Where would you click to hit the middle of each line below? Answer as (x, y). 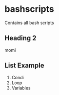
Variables (21, 88)
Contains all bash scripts (29, 23)
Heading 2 (21, 38)
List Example (24, 66)
